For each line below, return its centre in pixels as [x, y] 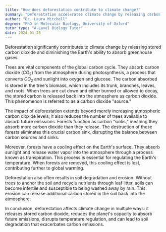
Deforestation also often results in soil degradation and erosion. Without [79, 177]
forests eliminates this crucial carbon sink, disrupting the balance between [81, 132]
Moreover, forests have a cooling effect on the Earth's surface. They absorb [83, 147]
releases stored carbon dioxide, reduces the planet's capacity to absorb [79, 214]
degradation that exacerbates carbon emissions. [55, 224]
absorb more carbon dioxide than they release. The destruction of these [79, 127]
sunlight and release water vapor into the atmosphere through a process [79, 152]
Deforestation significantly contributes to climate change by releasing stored [83, 47]
